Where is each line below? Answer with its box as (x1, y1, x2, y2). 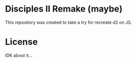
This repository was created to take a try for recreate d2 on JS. (5, 19, 132, 25)
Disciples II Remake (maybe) (5, 3, 123, 15)
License (5, 36, 38, 47)
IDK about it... (5, 52, 33, 58)
